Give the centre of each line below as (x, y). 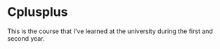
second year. (26, 38)
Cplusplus (38, 12)
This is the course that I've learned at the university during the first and (110, 31)
